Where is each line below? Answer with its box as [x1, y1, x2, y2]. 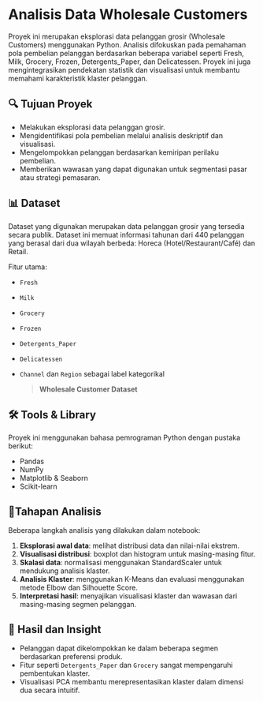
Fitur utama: [8, 262, 47, 272]
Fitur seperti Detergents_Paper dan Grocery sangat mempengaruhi [19, 661, 234, 669]
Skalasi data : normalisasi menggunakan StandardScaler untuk [19, 558, 223, 568]
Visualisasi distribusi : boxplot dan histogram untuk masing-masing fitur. [19, 549, 256, 559]
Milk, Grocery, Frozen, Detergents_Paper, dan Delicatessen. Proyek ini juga [8, 57, 251, 66]
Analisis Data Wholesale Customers [8, 6, 248, 24]
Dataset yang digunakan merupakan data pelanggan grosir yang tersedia [8, 221, 246, 231]
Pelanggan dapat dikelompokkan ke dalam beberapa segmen [19, 643, 219, 653]
